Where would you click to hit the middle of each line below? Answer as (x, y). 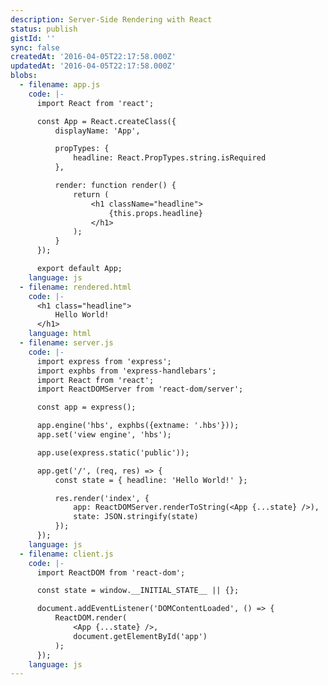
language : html (60, 334)
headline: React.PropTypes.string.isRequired (170, 158)
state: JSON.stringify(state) (136, 517)
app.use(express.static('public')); (113, 452)
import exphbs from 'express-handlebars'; (126, 371)
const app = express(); (86, 407)
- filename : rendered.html (75, 287)
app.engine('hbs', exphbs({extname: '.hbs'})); (138, 426)
